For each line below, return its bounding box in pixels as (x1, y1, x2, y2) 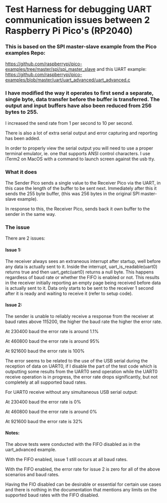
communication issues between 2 (5, 14, 150, 26)
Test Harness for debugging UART (5, 4, 152, 15)
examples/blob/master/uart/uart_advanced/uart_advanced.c (5, 77, 130, 83)
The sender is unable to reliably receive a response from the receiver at (5, 313, 154, 319)
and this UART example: (96, 66, 147, 72)
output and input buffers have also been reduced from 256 (5, 102, 152, 109)
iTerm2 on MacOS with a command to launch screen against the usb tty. (5, 156, 155, 162)
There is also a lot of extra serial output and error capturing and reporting (5, 130, 158, 136)
